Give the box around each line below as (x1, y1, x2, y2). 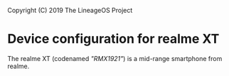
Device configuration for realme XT (7, 31, 220, 47)
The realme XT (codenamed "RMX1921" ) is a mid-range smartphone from (7, 54, 223, 63)
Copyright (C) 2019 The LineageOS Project (7, 6, 133, 14)
